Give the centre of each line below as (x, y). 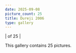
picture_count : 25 (23, 14)
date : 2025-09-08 (23, 9)
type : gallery (19, 23)
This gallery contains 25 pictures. (38, 45)
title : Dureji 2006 (25, 18)
